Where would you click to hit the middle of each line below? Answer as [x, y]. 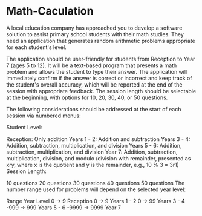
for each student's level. [36, 47]
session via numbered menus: [44, 116]
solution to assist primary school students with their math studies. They [95, 34]
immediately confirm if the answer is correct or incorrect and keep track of [99, 78]
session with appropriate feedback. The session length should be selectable [101, 91]
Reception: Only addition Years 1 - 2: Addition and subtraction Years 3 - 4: [98, 139]
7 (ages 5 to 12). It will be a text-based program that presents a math [92, 65]
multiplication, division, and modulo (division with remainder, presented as [99, 158]
